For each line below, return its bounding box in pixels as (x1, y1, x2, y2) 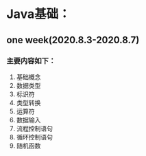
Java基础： (6, 6, 71, 22)
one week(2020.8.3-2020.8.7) (6, 34, 140, 45)
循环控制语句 (16, 133, 53, 141)
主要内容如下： (6, 56, 56, 65)
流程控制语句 (16, 124, 53, 133)
